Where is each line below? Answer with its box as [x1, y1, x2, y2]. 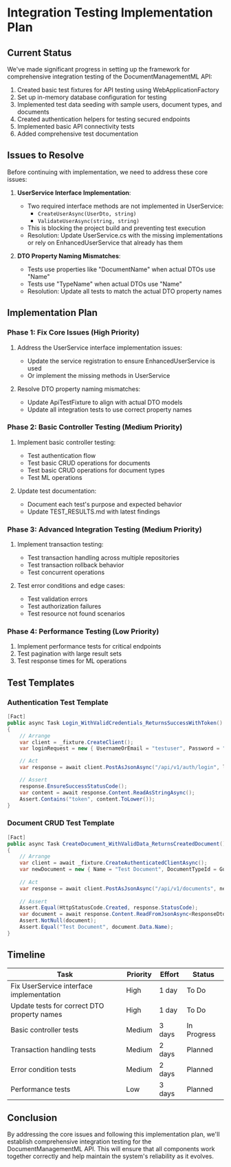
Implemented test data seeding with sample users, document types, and [16, 101, 222, 108]
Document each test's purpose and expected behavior [27, 500, 182, 508]
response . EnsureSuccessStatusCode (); [19, 783, 128, 790]
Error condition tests [10, 1064, 77, 1074]
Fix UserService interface [10, 981, 93, 991]
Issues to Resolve [7, 149, 85, 161]
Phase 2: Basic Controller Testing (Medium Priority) [7, 422, 183, 432]
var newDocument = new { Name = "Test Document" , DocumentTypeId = [19, 866, 217, 873]
